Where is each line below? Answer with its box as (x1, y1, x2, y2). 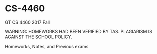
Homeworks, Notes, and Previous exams (5, 43, 89, 49)
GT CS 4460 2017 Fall (5, 19, 50, 25)
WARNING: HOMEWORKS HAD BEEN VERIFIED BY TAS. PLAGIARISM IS (5, 28, 152, 34)
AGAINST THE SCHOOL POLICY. (5, 34, 72, 40)
